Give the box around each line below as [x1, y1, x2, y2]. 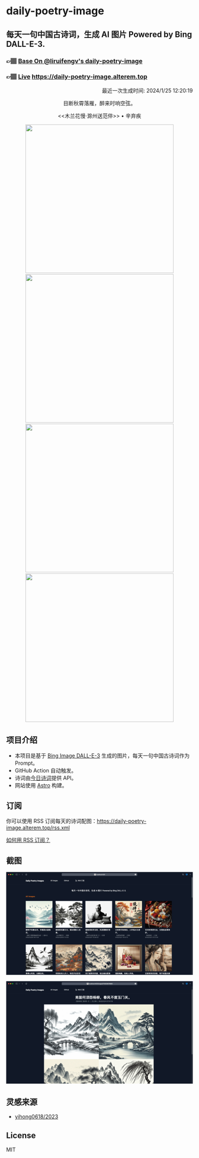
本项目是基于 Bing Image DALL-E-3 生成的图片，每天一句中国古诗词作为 [14, 752, 190, 759]
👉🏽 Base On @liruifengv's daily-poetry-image [6, 56, 143, 65]
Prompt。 [14, 759, 38, 766]
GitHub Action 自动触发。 [14, 766, 77, 774]
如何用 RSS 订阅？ [6, 837, 50, 844]
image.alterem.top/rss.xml [6, 824, 70, 831]
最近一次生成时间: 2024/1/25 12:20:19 [101, 87, 193, 94]
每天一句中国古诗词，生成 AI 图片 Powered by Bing [6, 29, 192, 39]
